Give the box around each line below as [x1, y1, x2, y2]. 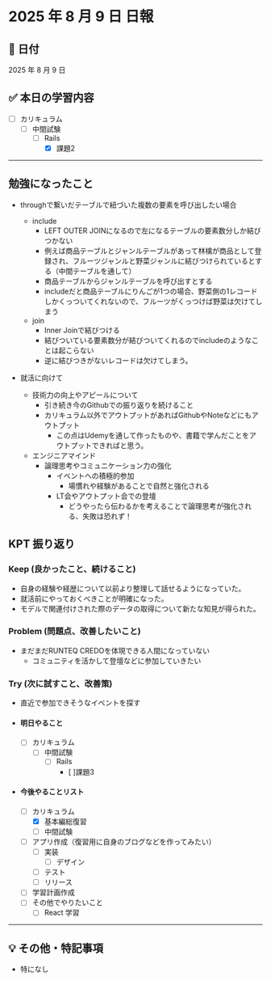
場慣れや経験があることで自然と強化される [68, 480, 210, 490]
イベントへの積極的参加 [56, 471, 135, 480]
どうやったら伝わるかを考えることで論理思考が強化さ [68, 501, 245, 510]
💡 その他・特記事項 [8, 941, 103, 955]
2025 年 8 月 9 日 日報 [8, 7, 154, 26]
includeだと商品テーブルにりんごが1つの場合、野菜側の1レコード [44, 286, 258, 296]
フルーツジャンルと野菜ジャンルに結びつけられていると [72, 256, 256, 265]
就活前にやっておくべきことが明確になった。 [19, 594, 169, 603]
